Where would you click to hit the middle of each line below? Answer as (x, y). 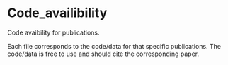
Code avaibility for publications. (54, 32)
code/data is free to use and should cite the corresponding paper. (103, 54)
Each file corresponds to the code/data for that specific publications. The (114, 46)
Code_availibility (57, 13)
